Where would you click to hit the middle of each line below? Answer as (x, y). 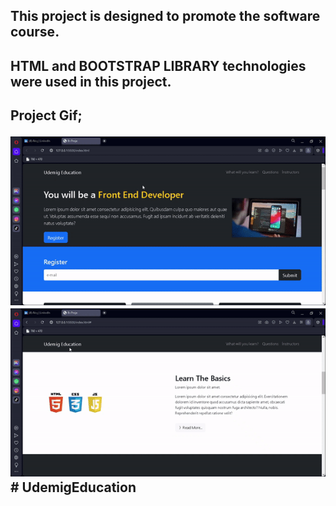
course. (35, 32)
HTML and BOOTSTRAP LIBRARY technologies (158, 65)
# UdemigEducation (73, 487)
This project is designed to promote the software (165, 16)
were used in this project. (91, 81)
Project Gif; (46, 115)
